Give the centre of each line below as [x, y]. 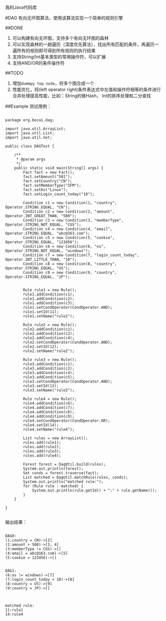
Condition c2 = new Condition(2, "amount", [69, 212]
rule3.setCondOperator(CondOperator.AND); [68, 381]
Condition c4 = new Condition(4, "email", [68, 229]
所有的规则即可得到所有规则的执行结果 [56, 51]
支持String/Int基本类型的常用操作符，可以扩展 [59, 57]
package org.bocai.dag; [30, 120]
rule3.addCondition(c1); [49, 364]
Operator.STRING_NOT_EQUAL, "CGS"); [43, 225]
